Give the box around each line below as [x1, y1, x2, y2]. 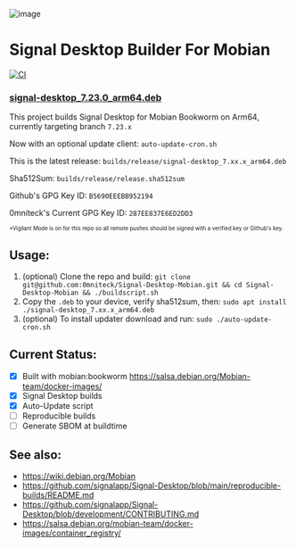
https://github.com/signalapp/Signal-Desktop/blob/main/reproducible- [21, 480, 282, 491]
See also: [9, 447, 62, 462]
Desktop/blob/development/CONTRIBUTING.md [21, 509, 199, 519]
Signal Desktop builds [21, 390, 103, 401]
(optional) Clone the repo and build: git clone [21, 271, 192, 282]
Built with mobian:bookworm [21, 370, 127, 381]
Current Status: [9, 347, 97, 362]
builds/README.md [21, 489, 95, 500]
